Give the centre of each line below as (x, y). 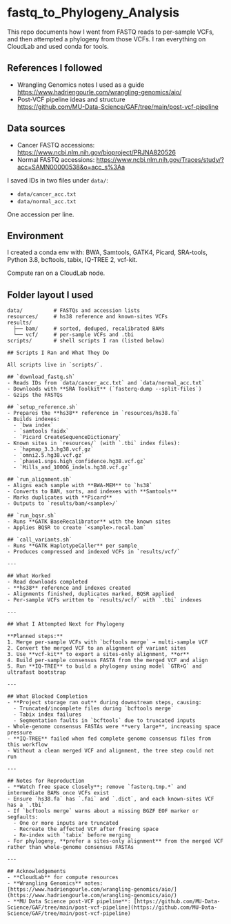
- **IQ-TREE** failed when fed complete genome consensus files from (109, 739)
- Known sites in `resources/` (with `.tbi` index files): (94, 443)
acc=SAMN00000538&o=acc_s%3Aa (71, 167)
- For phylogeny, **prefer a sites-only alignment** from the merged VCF (115, 841)
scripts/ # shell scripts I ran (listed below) (86, 341)
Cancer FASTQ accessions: (56, 145)
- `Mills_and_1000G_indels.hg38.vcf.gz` (72, 468)
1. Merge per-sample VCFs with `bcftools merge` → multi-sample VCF (108, 642)
